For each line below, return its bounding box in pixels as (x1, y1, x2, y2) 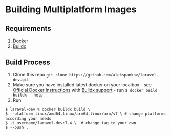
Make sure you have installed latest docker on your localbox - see (12, 81, 152, 88)
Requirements (5, 24, 51, 33)
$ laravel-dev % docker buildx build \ (5, 107, 91, 112)
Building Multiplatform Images (5, 4, 137, 15)
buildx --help (12, 92, 43, 98)
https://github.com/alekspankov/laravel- (69, 72, 159, 78)
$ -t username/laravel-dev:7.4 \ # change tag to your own (5, 120, 137, 125)
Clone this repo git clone (12, 71, 68, 78)
